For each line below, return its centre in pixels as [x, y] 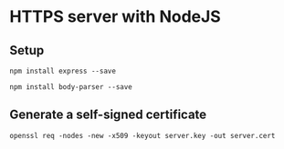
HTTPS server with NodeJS [115, 17]
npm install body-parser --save [71, 87]
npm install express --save [63, 71]
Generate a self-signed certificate [108, 115]
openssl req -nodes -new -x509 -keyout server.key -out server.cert [142, 135]
